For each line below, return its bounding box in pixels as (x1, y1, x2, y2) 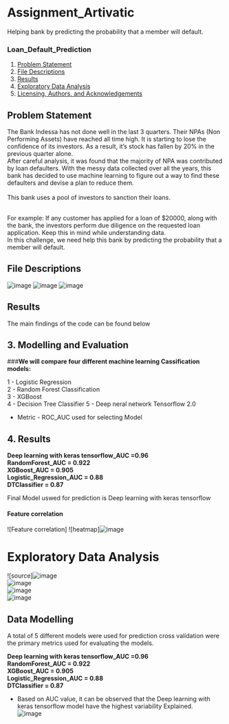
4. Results (7, 433, 52, 444)
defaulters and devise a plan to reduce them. (7, 179, 134, 187)
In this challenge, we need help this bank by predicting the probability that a (7, 236, 222, 245)
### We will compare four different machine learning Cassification (7, 357, 200, 365)
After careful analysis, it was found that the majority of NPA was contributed (7, 157, 223, 166)
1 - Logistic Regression (7, 378, 72, 386)
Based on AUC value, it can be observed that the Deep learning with (17, 695, 211, 703)
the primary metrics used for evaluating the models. (7, 639, 154, 647)
